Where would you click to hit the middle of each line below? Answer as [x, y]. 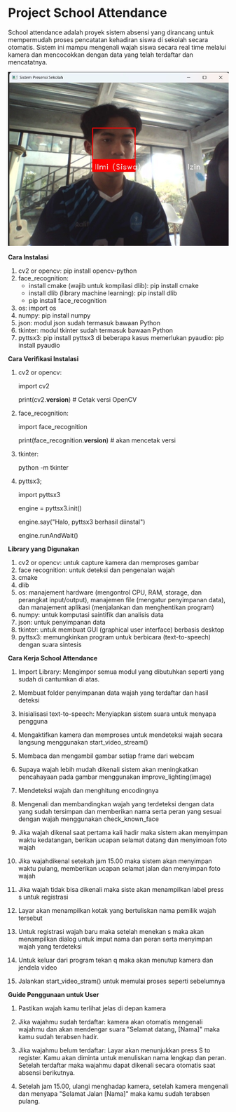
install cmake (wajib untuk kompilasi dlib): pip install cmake [113, 286]
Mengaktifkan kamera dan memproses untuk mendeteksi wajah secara [120, 735]
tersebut [30, 918]
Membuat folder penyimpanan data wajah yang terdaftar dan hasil [113, 693]
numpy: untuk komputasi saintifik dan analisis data [91, 615]
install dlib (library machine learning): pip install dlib [103, 293]
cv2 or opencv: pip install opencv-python [77, 271]
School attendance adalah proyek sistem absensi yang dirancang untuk [111, 32]
